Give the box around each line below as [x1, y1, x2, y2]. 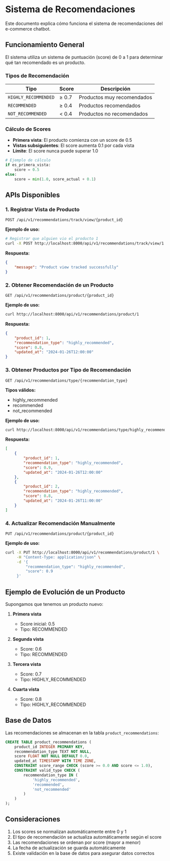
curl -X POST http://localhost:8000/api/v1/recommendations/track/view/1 [5, 241, 164, 246]
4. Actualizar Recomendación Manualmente [5, 519, 115, 527]
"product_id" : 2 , [23, 484, 60, 489]
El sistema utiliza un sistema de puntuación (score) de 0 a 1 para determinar [5, 54, 163, 60]
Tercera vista [12, 661, 41, 667]
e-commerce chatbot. [5, 25, 51, 32]
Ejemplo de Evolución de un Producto [5, 588, 125, 596]
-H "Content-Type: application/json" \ [16, 555, 101, 560]
